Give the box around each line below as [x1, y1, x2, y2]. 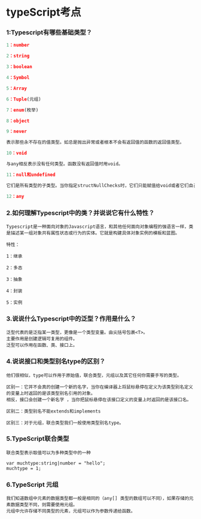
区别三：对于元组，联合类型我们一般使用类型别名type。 [6, 420, 124, 426]
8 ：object [6, 118, 30, 124]
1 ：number [6, 42, 30, 48]
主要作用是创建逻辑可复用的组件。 [6, 336, 78, 342]
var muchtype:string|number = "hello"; [6, 460, 106, 466]
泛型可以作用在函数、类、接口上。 [6, 342, 78, 349]
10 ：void [6, 150, 27, 156]
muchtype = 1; [6, 465, 42, 471]
